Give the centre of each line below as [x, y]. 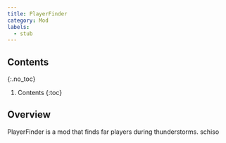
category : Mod [28, 20]
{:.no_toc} [21, 79]
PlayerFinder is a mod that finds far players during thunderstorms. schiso [113, 132]
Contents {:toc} [39, 93]
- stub [23, 33]
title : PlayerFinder [38, 14]
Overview [29, 114]
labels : [19, 27]
